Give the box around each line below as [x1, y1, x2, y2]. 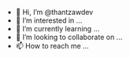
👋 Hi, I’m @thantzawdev [15, 8, 94, 16]
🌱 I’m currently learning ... [15, 24, 100, 33]
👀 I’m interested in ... [15, 16, 83, 25]
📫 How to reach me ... [15, 42, 89, 50]
